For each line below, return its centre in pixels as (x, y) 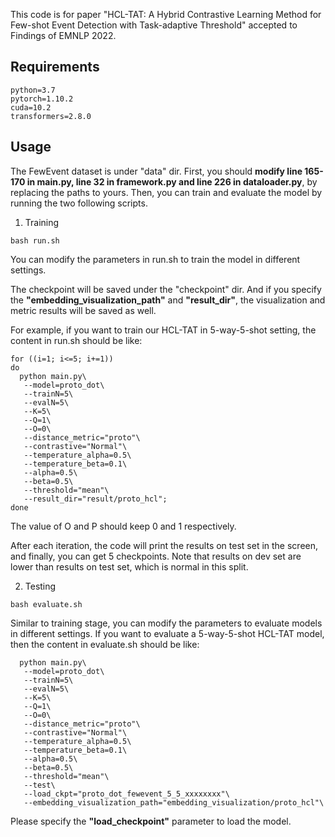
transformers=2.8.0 (51, 116)
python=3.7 (33, 90)
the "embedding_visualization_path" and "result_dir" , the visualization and (168, 300)
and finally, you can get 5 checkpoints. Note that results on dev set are (156, 556)
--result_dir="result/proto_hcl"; (95, 499)
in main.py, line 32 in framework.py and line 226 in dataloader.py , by (172, 181)
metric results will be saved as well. (83, 310)
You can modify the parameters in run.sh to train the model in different (155, 259)
